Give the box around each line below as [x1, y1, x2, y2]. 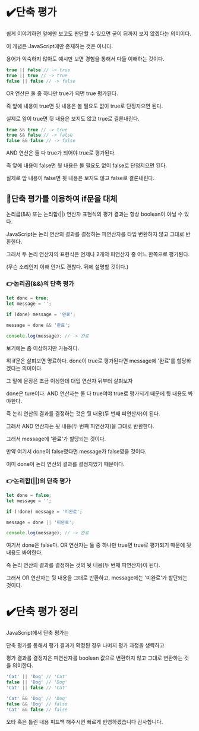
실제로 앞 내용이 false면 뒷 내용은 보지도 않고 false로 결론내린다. [6, 175, 155, 182]
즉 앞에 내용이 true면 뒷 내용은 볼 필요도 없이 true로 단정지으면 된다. [6, 102, 163, 109]
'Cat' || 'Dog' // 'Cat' [6, 674, 68, 680]
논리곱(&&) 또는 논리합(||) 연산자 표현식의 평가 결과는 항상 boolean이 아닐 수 [6, 210, 183, 218]
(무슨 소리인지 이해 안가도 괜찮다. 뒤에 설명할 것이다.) [6, 263, 129, 270]
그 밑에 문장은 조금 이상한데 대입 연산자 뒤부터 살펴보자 [6, 377, 133, 384]
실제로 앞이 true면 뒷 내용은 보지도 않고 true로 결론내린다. [6, 115, 140, 122]
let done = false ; [6, 492, 52, 498]
